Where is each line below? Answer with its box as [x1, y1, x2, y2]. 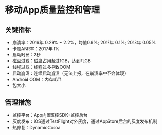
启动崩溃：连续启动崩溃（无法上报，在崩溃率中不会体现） [12, 70, 129, 76]
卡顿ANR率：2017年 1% [12, 46, 60, 52]
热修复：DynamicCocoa [12, 124, 61, 130]
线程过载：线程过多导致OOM [12, 64, 70, 70]
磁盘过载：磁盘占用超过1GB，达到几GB [12, 58, 91, 64]
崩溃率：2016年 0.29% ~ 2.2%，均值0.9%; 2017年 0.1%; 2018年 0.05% [12, 40, 156, 45]
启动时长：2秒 [12, 52, 41, 57]
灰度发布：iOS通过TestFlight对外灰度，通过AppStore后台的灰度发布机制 [12, 118, 158, 124]
